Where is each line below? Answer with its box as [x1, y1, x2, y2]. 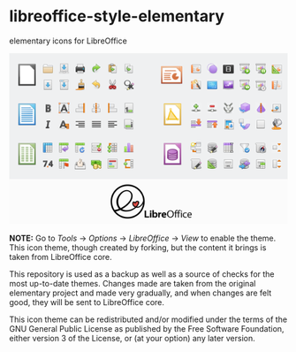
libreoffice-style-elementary [9, 6, 225, 27]
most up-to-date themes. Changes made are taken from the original [9, 278, 256, 288]
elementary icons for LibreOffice [9, 35, 128, 46]
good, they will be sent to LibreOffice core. [9, 296, 165, 307]
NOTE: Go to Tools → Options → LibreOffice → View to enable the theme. [9, 233, 277, 243]
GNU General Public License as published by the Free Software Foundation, [9, 323, 285, 333]
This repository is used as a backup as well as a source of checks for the [9, 268, 276, 279]
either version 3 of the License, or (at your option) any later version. [9, 333, 256, 343]
